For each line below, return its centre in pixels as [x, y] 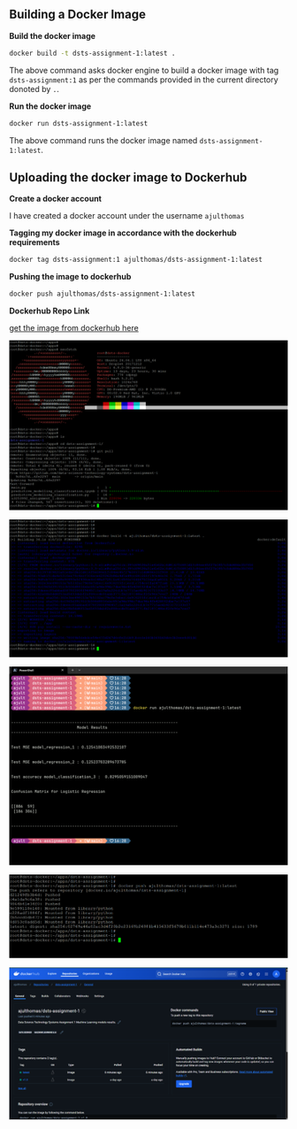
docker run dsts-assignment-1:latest [79, 123]
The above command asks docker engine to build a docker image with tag [144, 70]
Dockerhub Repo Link [49, 311]
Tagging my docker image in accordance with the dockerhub [123, 233]
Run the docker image [50, 106]
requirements [34, 242]
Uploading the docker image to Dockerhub [128, 177]
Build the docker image [52, 35]
